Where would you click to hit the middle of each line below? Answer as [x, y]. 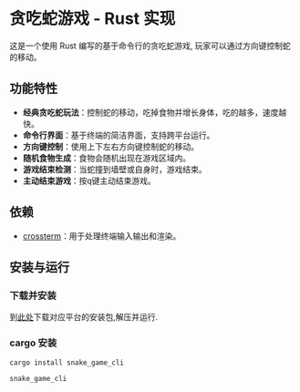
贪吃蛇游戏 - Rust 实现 [93, 19]
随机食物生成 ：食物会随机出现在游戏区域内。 [107, 158]
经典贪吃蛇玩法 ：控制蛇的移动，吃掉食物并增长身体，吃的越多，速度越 [155, 112]
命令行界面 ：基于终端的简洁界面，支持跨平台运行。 [119, 135]
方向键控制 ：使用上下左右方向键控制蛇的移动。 [110, 146]
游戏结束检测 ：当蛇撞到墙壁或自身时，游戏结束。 [114, 169]
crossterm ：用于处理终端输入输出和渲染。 [102, 236]
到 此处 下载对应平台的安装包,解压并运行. [84, 317]
